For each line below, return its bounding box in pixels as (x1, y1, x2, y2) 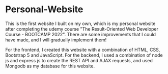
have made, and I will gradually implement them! (5, 37, 107, 43)
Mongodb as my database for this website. (5, 63, 95, 69)
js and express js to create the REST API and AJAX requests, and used (5, 57, 153, 63)
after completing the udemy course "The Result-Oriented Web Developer (5, 26, 159, 32)
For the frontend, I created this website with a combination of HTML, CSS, (5, 46, 160, 53)
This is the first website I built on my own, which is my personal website (5, 20, 156, 27)
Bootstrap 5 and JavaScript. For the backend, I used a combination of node (5, 52, 163, 58)
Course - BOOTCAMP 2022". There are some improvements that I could (5, 31, 156, 37)
